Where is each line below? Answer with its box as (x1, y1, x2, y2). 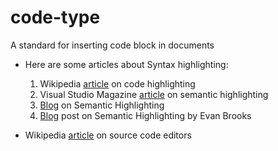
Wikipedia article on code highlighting (39, 77, 196, 90)
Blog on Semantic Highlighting (39, 99, 165, 111)
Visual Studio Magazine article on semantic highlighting (39, 88, 269, 100)
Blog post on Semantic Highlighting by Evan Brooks (39, 109, 252, 121)
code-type (10, 6, 101, 29)
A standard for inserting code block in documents (10, 39, 215, 51)
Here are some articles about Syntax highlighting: (24, 58, 229, 70)
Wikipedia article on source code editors (24, 129, 192, 141)
